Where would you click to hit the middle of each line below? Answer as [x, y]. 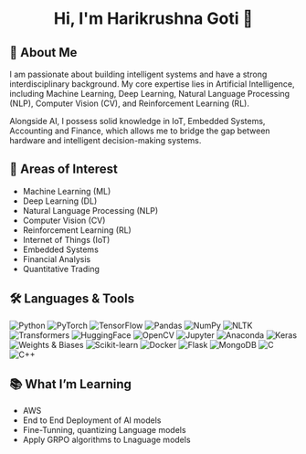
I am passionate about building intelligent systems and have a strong [138, 74]
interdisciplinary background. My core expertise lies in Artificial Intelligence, [152, 84]
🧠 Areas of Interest [64, 169]
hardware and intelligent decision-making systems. [106, 140]
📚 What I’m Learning [71, 384]
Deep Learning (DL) [60, 201]
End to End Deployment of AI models [92, 420]
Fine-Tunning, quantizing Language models [104, 430]
